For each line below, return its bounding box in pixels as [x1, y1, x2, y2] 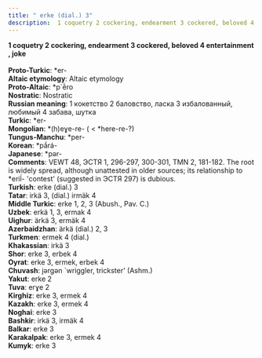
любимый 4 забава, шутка [8, 107, 96, 116]
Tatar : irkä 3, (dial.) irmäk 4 [8, 190, 96, 200]
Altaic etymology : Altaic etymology [8, 74, 124, 83]
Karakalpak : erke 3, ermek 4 [8, 332, 102, 342]
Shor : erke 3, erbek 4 [8, 249, 78, 258]
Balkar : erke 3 [8, 323, 54, 334]
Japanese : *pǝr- [8, 148, 63, 158]
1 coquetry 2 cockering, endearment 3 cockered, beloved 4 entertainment [8, 40, 254, 49]
